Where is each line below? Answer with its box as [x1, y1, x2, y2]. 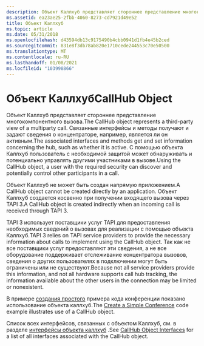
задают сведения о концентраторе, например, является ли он [6, 131, 168, 138]
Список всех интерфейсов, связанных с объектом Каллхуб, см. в [6, 320, 177, 327]
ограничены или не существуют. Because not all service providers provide [6, 264, 195, 271]
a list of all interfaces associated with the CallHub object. [6, 333, 149, 340]
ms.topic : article [6, 25, 53, 32]
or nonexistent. [6, 283, 44, 291]
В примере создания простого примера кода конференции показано [6, 295, 186, 302]
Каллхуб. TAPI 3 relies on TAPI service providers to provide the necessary [6, 232, 191, 239]
